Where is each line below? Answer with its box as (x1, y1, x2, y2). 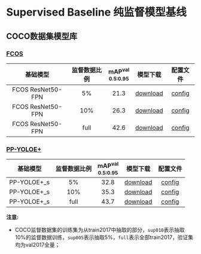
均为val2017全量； (14, 241, 60, 248)
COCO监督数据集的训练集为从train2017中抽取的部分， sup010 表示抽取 (14, 226, 185, 233)
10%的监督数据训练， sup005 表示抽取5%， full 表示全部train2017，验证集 (14, 234, 194, 241)
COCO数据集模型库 (6, 31, 78, 41)
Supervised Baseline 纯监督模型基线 (6, 5, 187, 19)
